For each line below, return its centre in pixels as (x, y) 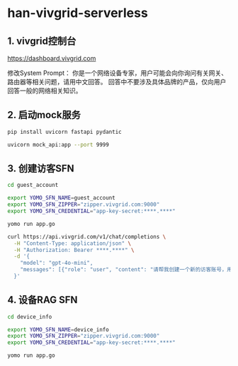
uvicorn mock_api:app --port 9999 (58, 144)
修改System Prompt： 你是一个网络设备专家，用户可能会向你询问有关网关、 (118, 73)
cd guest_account (33, 185)
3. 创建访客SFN (41, 168)
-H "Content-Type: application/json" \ (73, 243)
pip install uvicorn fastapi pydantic (64, 132)
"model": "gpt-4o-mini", (57, 263)
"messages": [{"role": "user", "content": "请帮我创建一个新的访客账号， (124, 270)
